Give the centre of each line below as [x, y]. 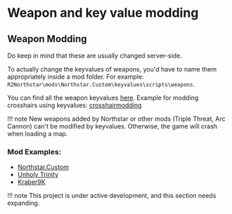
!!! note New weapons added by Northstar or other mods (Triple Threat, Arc [116, 119]
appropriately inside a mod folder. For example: [76, 76]
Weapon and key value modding [103, 13]
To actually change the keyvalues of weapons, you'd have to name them [112, 69]
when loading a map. [38, 134]
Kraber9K [31, 182]
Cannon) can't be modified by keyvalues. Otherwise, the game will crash [112, 126]
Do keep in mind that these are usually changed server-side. [95, 55]
